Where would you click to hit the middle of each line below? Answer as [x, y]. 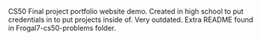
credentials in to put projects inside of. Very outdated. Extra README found [131, 20]
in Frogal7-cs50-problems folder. [62, 28]
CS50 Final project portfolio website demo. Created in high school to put [126, 11]
